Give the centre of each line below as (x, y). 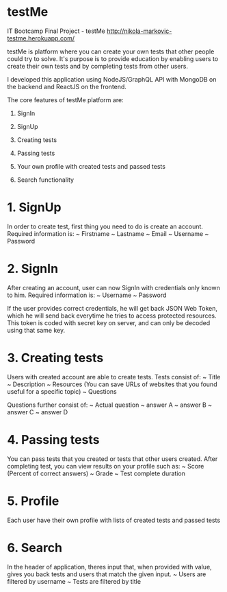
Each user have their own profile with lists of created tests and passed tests (114, 520)
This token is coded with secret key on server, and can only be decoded (109, 322)
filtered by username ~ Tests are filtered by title (74, 581)
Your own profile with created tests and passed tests (91, 166)
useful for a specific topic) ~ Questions (62, 391)
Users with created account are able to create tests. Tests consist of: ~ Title (114, 377)
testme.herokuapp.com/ (41, 38)
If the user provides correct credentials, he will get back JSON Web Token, (112, 308)
